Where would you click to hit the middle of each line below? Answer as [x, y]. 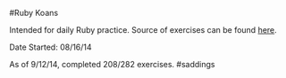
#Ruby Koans [34, 13]
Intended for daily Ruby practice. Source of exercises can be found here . [143, 30]
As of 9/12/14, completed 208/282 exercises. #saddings [112, 64]
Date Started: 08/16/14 [50, 47]
